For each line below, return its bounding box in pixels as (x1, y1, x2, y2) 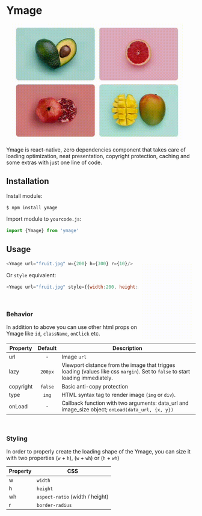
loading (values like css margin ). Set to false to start (61, 368, 191, 375)
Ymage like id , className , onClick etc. (6, 330, 100, 337)
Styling (6, 434, 28, 443)
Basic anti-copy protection (61, 382, 128, 390)
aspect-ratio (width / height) (37, 493, 109, 500)
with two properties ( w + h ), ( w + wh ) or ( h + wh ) (6, 454, 120, 461)
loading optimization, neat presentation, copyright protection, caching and (6, 152, 191, 159)
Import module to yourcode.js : (6, 215, 82, 223)
